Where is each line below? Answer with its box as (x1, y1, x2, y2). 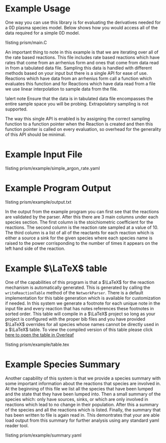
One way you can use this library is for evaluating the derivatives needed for (5, 19, 161, 25)
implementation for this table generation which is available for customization (5, 295, 161, 301)
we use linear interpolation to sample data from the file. (5, 86, 118, 92)
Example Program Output (5, 183, 111, 194)
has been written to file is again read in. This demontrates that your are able (5, 412, 160, 418)
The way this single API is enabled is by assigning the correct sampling (5, 115, 150, 121)
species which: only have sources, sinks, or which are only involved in (5, 396, 149, 402)
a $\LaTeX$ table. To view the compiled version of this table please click (5, 327, 153, 332)
